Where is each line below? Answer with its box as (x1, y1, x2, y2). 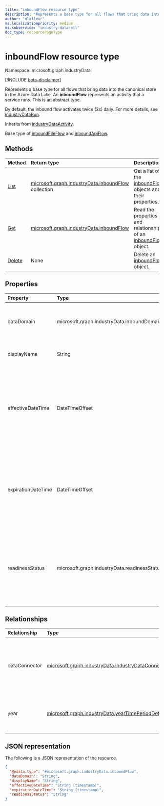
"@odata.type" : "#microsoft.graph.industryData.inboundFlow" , (9, 769, 139, 774)
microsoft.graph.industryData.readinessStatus (57, 565, 163, 572)
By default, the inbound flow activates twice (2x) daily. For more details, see (5, 106, 158, 112)
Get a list (133, 167, 154, 174)
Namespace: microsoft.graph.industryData (5, 67, 91, 73)
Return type (31, 159, 60, 166)
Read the (133, 206, 155, 213)
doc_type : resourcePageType (5, 30, 62, 35)
